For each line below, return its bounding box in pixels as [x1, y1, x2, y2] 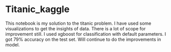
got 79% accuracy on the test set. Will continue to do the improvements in [5, 36, 161, 42]
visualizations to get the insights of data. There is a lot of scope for [5, 25, 146, 31]
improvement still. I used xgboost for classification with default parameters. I [5, 31, 166, 37]
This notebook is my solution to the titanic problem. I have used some [5, 20, 152, 26]
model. [5, 41, 20, 47]
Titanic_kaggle [5, 4, 70, 15]
